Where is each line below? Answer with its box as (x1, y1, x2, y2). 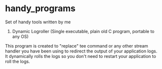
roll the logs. (5, 58, 30, 64)
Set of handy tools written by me (5, 19, 71, 25)
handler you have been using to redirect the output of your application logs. (5, 48, 158, 54)
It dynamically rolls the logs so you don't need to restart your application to (5, 53, 157, 59)
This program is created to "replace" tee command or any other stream (5, 43, 148, 49)
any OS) (12, 34, 29, 39)
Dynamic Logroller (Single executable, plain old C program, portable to (12, 28, 155, 34)
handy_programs (5, 3, 76, 14)
